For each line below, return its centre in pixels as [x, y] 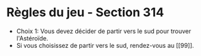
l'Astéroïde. [32, 38]
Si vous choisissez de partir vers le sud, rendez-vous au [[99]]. [105, 45]
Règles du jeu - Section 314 [85, 12]
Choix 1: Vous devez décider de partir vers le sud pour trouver [104, 31]
